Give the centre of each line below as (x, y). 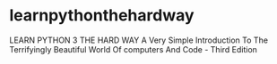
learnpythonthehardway (102, 16)
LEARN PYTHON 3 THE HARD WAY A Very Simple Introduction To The (139, 40)
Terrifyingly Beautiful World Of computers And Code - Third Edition (134, 49)
